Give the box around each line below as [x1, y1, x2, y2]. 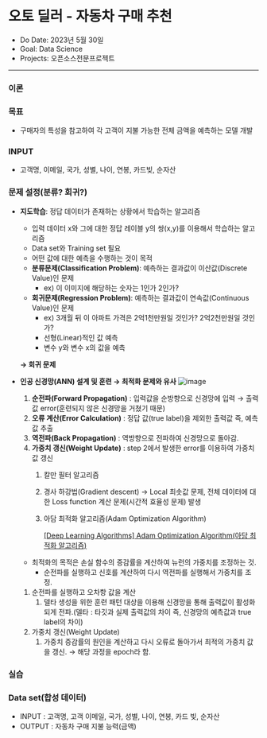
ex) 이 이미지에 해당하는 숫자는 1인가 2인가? [43, 283, 180, 293]
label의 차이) [43, 617, 83, 627]
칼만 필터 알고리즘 [43, 470, 99, 480]
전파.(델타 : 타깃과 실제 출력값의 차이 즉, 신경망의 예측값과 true [58, 607, 252, 616]
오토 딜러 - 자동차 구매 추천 [8, 7, 172, 25]
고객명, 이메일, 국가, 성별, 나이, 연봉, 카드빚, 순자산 [19, 165, 176, 175]
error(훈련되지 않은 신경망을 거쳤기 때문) [40, 403, 165, 413]
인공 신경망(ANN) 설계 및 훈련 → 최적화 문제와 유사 [19, 376, 176, 386]
